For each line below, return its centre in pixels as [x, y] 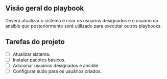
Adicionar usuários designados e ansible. [56, 65]
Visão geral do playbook [45, 8]
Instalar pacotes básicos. [39, 60]
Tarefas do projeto [35, 42]
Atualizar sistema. [31, 54]
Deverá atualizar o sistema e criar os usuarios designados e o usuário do [82, 20]
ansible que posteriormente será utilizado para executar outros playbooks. [83, 26]
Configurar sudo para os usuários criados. [57, 71]
